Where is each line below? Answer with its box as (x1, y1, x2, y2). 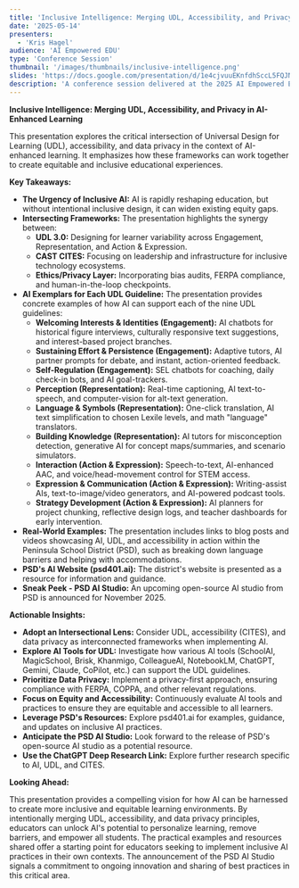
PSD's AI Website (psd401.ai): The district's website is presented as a (21, 563, 282, 574)
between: (21, 222, 58, 233)
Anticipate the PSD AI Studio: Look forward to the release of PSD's (21, 731, 271, 742)
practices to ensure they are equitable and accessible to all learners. (21, 702, 273, 713)
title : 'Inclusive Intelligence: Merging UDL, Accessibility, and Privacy (9, 12, 293, 22)
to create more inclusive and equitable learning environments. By (9, 803, 247, 814)
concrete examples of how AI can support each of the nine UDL (21, 298, 256, 309)
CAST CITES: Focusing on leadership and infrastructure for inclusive (35, 251, 287, 261)
